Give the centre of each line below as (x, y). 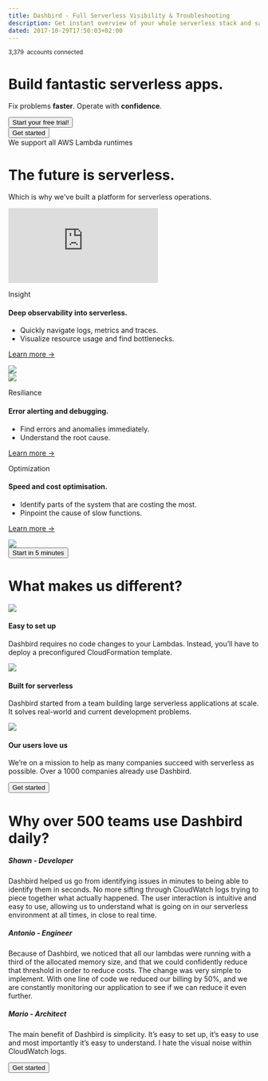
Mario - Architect (37, 1014)
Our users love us (38, 745)
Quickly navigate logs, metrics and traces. (89, 330)
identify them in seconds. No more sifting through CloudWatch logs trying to (134, 889)
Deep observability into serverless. (68, 312)
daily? (29, 838)
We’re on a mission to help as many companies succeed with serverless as (131, 763)
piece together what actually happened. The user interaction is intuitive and (132, 898)
